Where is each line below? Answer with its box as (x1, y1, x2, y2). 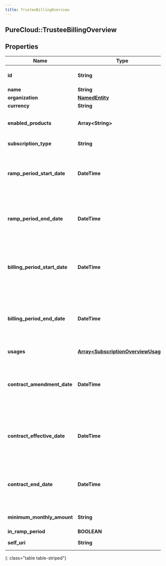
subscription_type (7, 140, 52, 147)
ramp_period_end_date (7, 215, 63, 222)
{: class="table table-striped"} (5, 555, 67, 561)
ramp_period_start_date (7, 170, 65, 177)
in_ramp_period (7, 528, 45, 535)
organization (7, 94, 39, 101)
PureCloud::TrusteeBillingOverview (5, 26, 117, 34)
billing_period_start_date (7, 264, 68, 271)
